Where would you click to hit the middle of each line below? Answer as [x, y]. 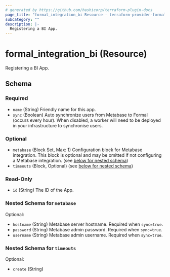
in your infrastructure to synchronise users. [58, 125]
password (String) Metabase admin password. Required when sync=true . [88, 229]
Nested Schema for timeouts [41, 248]
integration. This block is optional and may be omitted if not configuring [87, 155]
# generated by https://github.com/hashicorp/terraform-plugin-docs [79, 10]
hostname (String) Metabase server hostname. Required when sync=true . [88, 224]
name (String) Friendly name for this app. [54, 109]
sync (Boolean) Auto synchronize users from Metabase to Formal [80, 115]
